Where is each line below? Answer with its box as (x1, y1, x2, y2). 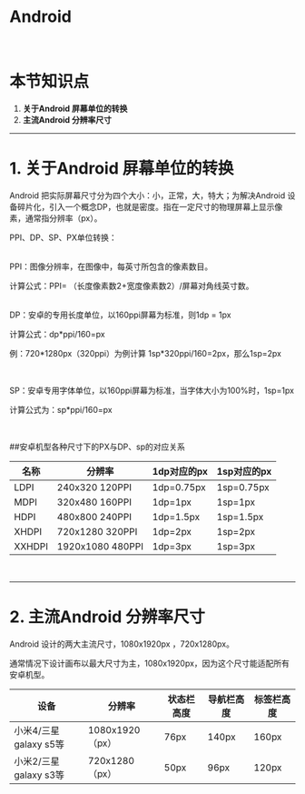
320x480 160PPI (56, 496, 132, 508)
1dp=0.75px (152, 480, 206, 493)
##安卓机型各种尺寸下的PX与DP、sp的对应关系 (9, 441, 186, 452)
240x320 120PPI (56, 480, 132, 493)
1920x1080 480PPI (56, 539, 143, 552)
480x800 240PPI (56, 510, 132, 523)
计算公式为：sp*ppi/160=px (9, 404, 113, 415)
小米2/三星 (14, 755, 61, 768)
